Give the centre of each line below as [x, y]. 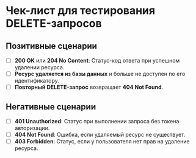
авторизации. [32, 128]
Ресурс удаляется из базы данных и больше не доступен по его [100, 74]
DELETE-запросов [54, 23]
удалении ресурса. [39, 67]
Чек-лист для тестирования [81, 11]
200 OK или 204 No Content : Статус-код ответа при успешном [97, 60]
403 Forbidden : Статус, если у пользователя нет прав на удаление [102, 142]
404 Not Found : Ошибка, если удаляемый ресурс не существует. [100, 135]
